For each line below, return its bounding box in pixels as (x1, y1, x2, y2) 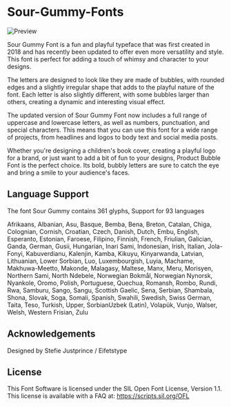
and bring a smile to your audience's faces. (7, 168, 130, 177)
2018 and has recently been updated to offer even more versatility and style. (7, 48, 224, 56)
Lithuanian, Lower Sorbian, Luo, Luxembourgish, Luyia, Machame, (7, 257, 195, 265)
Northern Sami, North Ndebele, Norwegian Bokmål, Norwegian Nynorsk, (7, 271, 213, 279)
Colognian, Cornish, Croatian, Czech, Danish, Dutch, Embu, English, (7, 227, 200, 235)
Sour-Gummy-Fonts (7, 4, 124, 20)
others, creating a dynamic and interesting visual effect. (7, 97, 165, 106)
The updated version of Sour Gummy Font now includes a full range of (7, 111, 208, 119)
